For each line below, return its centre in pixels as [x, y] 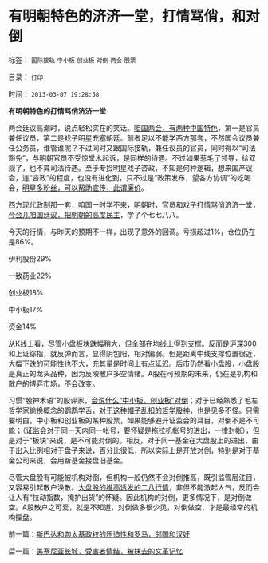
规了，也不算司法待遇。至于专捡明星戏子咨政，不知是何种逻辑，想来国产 [127, 168]
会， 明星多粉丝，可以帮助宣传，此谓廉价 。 [78, 188]
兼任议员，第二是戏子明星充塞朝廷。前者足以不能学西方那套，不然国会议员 [130, 137]
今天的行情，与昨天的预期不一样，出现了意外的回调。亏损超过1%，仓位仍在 [132, 232]
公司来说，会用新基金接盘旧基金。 [71, 460]
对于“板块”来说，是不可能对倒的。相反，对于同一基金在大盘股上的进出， [134, 440]
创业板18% [26, 292]
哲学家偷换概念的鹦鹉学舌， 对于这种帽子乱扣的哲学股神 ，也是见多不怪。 [127, 410]
